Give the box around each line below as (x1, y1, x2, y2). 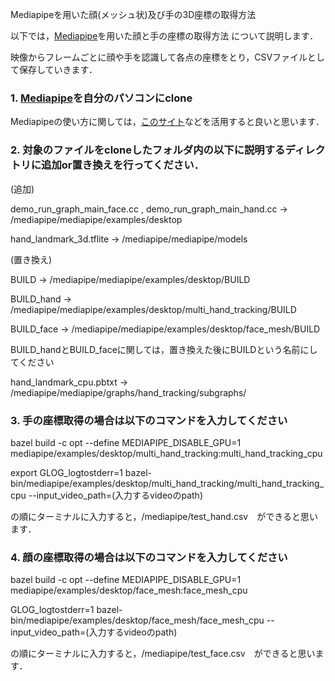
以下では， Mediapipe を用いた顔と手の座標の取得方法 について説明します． (10, 30, 319, 42)
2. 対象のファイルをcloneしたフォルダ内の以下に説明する (10, 143, 286, 157)
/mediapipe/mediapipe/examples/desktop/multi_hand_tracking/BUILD (10, 303, 297, 315)
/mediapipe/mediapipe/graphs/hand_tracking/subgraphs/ (10, 386, 247, 398)
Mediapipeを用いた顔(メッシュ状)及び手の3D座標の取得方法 (10, 9, 257, 20)
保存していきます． (18, 64, 98, 75)
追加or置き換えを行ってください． (41, 158, 205, 172)
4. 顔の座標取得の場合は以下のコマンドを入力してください (10, 550, 288, 564)
